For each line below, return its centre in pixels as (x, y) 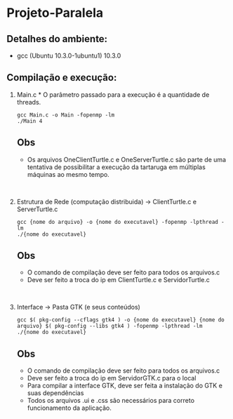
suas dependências (55, 393)
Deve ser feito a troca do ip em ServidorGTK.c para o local (112, 378)
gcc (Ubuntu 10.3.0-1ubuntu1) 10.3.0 (69, 55)
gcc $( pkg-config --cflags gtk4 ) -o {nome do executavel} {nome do (121, 320)
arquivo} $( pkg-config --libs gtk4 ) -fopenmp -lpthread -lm (109, 326)
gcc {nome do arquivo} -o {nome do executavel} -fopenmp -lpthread (117, 222)
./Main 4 (29, 121)
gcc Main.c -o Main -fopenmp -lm (66, 115)
